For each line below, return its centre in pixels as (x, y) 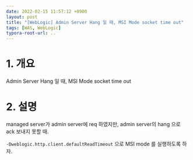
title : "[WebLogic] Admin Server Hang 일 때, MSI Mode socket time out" (95, 22)
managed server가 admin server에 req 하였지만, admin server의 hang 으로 (93, 124)
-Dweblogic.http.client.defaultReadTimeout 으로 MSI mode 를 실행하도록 (94, 144)
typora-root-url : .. (31, 33)
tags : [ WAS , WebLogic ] (34, 28)
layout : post (22, 17)
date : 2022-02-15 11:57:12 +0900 (47, 11)
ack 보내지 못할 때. (27, 131)
